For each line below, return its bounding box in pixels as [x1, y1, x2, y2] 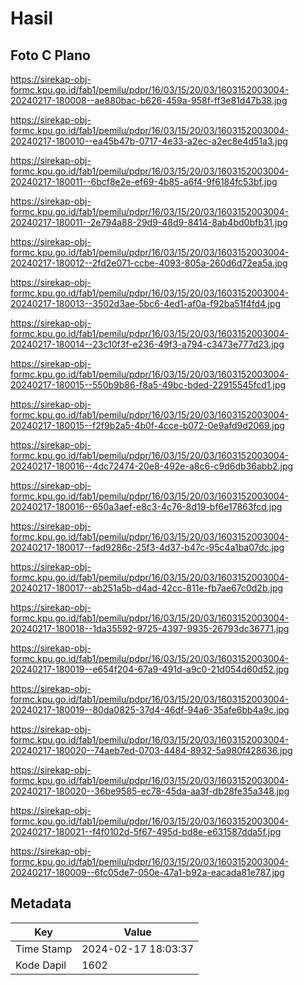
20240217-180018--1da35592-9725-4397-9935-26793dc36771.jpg [10, 623, 290, 634]
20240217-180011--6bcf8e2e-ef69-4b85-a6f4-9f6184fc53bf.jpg [10, 176, 278, 187]
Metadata [10, 895, 72, 912]
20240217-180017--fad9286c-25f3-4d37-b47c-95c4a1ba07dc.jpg [10, 542, 285, 553]
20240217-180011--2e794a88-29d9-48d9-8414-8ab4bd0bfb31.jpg [10, 217, 288, 228]
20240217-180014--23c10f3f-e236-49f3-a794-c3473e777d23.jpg [10, 338, 285, 350]
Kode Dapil [15, 958, 67, 972]
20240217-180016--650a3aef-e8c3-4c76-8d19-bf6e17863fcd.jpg [10, 501, 283, 512]
